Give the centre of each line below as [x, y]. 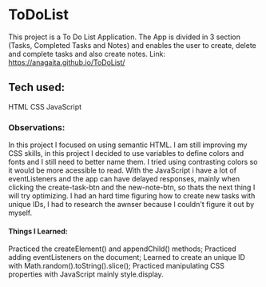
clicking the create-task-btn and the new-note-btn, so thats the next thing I [132, 187]
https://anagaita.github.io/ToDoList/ [67, 62]
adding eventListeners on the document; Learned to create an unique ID [127, 257]
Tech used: [37, 88]
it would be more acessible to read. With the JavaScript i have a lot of [123, 170]
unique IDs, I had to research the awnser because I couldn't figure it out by [131, 205]
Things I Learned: [38, 231]
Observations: [37, 127]
